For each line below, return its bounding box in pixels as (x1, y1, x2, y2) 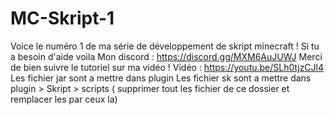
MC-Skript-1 (10, 7, 115, 30)
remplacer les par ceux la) (10, 93, 118, 105)
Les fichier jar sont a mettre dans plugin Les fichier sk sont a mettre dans (10, 72, 312, 84)
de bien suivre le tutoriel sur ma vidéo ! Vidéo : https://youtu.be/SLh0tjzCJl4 (10, 61, 325, 73)
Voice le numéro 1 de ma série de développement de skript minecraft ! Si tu (10, 40, 320, 52)
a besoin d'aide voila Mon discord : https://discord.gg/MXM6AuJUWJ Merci (10, 50, 323, 62)
